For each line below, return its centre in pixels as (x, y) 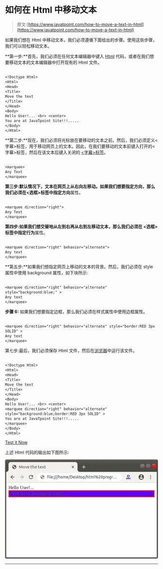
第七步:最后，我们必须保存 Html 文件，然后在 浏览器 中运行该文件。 (71, 350)
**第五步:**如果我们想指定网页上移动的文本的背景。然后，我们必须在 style (79, 267)
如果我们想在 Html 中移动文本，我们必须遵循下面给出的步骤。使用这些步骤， (81, 40)
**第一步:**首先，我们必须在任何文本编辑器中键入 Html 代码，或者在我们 (77, 56)
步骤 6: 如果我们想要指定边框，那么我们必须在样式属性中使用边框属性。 (76, 311)
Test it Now (16, 442)
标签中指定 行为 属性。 (26, 232)
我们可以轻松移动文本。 (28, 46)
